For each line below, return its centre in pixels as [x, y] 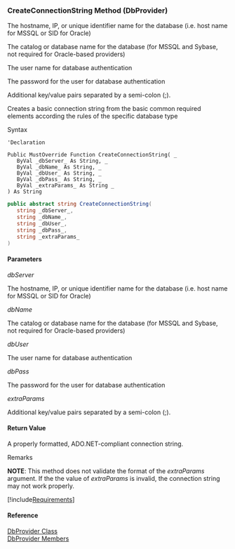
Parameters [25, 259]
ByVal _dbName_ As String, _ [59, 167]
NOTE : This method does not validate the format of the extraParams [106, 471]
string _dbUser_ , [42, 223]
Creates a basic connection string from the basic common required [104, 109]
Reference [23, 515]
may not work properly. [41, 486]
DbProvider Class [33, 531]
